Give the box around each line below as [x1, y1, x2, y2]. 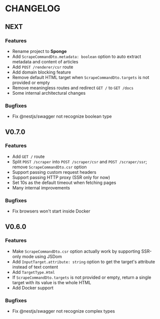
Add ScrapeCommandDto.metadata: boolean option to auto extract [12, 53, 141, 59]
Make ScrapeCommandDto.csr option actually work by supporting [12, 248, 141, 254]
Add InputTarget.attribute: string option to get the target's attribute [12, 259, 156, 265]
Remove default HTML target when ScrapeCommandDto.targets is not [12, 74, 150, 80]
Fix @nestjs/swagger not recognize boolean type [12, 113, 112, 119]
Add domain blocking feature [12, 69, 71, 75]
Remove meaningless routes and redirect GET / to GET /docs [12, 84, 134, 91]
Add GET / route [12, 153, 45, 159]
